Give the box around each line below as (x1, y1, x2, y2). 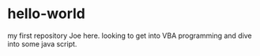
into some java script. (7, 39, 77, 48)
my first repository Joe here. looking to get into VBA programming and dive (7, 31, 252, 40)
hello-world (7, 5, 86, 23)
